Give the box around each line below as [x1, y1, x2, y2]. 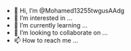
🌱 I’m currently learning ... [13, 21, 88, 29]
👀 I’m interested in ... [13, 14, 73, 22]
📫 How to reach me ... [13, 37, 78, 44]
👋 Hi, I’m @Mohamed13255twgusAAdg [13, 7, 125, 14]
